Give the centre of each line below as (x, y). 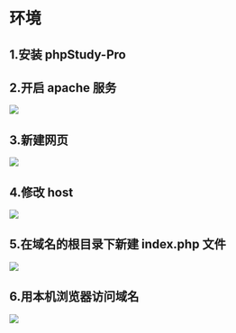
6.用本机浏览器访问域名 (74, 297)
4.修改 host (41, 192)
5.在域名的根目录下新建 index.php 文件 (118, 244)
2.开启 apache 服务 (63, 88)
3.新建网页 (39, 140)
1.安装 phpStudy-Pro (68, 54)
